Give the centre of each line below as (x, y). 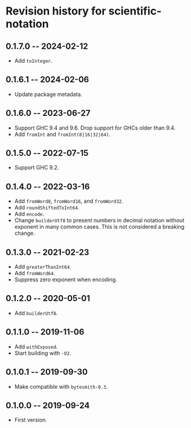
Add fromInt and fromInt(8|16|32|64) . (63, 134)
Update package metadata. (48, 94)
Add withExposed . (36, 347)
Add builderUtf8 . (36, 313)
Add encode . (29, 214)
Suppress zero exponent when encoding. (66, 279)
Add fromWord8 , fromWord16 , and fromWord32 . (69, 201)
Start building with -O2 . (43, 353)
